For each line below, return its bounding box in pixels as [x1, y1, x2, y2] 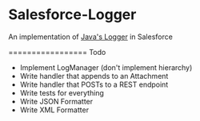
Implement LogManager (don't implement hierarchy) [19, 62, 193, 72]
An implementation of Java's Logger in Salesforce [8, 32, 174, 41]
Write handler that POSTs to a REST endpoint [19, 80, 169, 89]
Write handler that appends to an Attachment [19, 71, 169, 80]
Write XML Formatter [19, 105, 90, 115]
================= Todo [8, 47, 106, 57]
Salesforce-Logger [8, 6, 137, 24]
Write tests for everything [19, 88, 104, 97]
